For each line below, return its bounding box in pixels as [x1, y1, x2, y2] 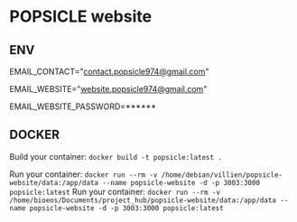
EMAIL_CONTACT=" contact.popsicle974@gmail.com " [9, 66, 209, 77]
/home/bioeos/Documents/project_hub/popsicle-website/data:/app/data [9, 196, 277, 205]
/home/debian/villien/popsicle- [161, 170, 283, 180]
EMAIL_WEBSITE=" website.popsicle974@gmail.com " [9, 84, 208, 94]
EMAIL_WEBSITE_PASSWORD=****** [9, 101, 156, 112]
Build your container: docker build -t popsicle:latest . [9, 151, 223, 162]
